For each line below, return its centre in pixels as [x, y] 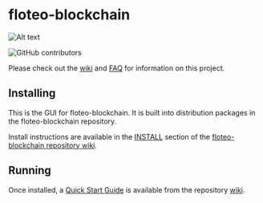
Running [30, 171]
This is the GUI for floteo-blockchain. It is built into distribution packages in [132, 112]
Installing [32, 93]
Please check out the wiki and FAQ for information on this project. [117, 68]
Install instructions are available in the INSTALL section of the [109, 136]
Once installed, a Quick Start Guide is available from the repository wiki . [127, 189]
